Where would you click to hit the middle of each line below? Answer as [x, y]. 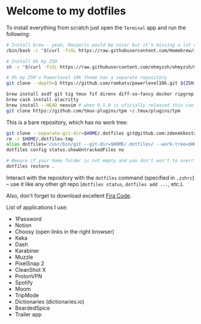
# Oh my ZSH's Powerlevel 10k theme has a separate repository [87, 78]
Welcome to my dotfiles [66, 11]
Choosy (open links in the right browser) [65, 231]
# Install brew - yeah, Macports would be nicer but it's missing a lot [99, 45]
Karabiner [27, 250]
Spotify [24, 282]
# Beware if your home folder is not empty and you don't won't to [92, 161]
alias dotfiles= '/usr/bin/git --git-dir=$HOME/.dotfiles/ [80, 144]
